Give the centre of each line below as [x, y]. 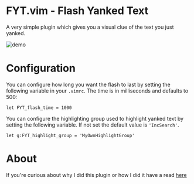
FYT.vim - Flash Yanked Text [77, 11]
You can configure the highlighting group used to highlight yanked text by [95, 118]
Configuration [41, 68]
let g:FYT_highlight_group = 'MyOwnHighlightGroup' [70, 135]
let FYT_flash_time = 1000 [39, 108]
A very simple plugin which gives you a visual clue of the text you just [90, 27]
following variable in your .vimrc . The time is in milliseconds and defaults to [97, 91]
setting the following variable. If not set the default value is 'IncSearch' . [93, 125]
